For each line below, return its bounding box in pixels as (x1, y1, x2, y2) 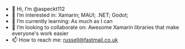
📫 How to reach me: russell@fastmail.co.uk (11, 36, 119, 43)
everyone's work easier (11, 30, 69, 37)
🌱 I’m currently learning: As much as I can (11, 18, 113, 24)
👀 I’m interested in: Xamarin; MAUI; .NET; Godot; (11, 12, 129, 18)
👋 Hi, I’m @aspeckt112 (11, 6, 65, 12)
